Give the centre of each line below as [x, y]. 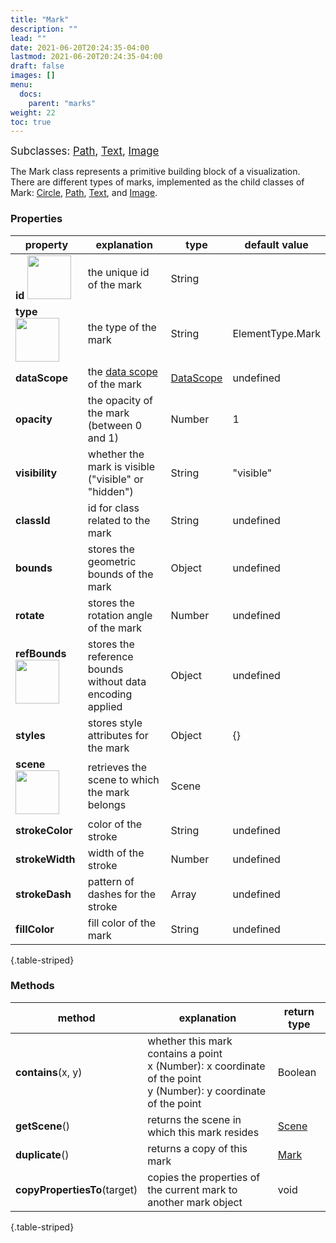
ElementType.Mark [276, 333]
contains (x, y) [49, 1072]
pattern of [111, 881]
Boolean [297, 1072]
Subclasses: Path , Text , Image [85, 151]
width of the [116, 853]
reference [110, 656]
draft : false [37, 66]
